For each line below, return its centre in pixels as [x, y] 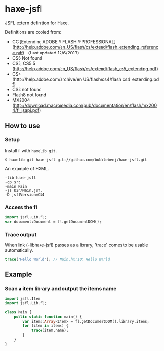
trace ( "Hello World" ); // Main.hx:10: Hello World [58, 259]
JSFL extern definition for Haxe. [37, 23]
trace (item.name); [50, 330]
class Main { [18, 312]
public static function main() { [48, 317]
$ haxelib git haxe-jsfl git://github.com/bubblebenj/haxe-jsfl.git [76, 160]
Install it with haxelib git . [31, 150]
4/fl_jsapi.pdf [26, 110]
